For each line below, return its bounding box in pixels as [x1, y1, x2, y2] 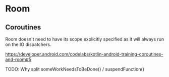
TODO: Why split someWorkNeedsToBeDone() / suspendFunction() [5, 66, 145, 72]
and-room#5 [5, 56, 32, 62]
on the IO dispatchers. [5, 41, 51, 47]
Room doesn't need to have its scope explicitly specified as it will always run [5, 36, 164, 42]
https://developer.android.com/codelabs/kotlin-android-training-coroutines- [5, 51, 163, 57]
